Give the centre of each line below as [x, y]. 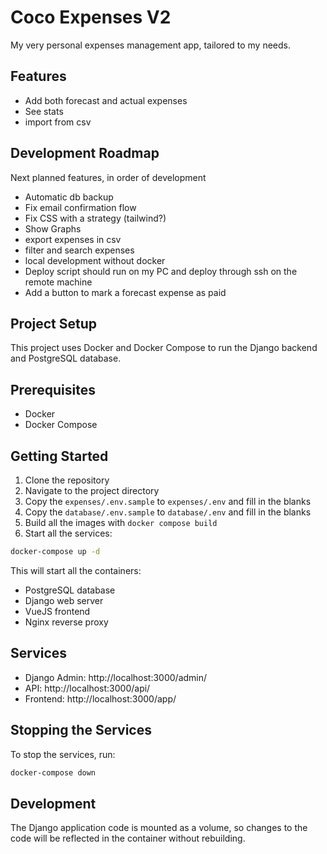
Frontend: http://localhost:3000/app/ [100, 698]
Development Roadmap [85, 153]
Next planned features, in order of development [108, 177]
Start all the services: [68, 533]
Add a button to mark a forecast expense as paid [125, 292]
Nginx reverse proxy [66, 622]
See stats [44, 111]
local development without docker [95, 260]
